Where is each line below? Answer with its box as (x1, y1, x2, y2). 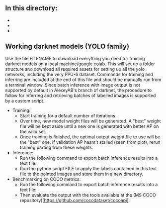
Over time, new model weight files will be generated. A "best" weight (19, 118, 161, 124)
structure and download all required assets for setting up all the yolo (5, 66, 145, 72)
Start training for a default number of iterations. (19, 112, 117, 118)
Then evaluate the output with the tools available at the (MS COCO (19, 192, 156, 198)
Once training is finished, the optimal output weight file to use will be (19, 134, 161, 140)
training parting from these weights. (19, 144, 93, 150)
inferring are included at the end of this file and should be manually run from (5, 77, 162, 83)
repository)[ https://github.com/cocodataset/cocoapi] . (19, 197, 130, 203)
